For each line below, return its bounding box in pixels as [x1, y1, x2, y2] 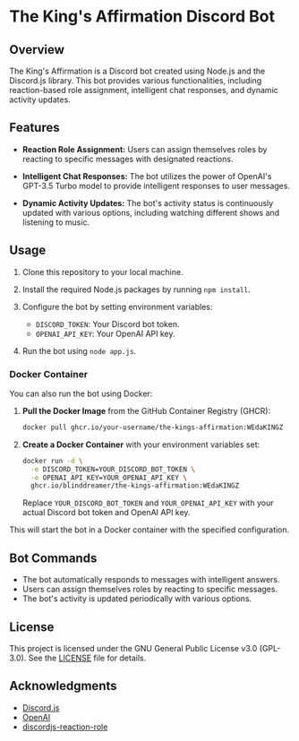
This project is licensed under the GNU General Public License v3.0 [9, 642, 258, 653]
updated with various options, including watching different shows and [21, 207, 280, 218]
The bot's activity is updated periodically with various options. [21, 593, 252, 604]
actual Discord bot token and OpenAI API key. [21, 507, 191, 518]
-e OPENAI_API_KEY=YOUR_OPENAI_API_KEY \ [30, 473, 188, 482]
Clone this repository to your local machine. [21, 266, 184, 277]
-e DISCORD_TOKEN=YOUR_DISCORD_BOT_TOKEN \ [30, 464, 195, 474]
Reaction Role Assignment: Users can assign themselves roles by [21, 143, 268, 154]
